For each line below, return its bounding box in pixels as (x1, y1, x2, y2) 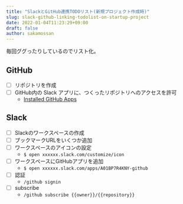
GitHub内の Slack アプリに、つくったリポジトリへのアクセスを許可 (14, 89, 177, 96)
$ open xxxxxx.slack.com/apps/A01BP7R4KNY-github (23, 166, 149, 171)
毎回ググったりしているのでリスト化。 (6, 48, 99, 55)
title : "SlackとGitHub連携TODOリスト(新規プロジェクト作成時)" (6, 8, 150, 15)
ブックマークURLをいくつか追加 (14, 137, 93, 144)
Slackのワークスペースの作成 (14, 129, 84, 136)
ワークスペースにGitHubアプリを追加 (14, 158, 104, 165)
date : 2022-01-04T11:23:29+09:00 (6, 20, 89, 25)
